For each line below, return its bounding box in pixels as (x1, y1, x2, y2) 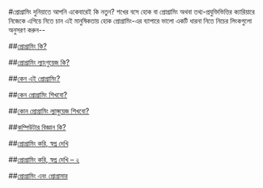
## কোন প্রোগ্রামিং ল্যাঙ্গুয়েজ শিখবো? (8, 106, 90, 116)
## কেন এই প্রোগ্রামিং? (8, 74, 61, 83)
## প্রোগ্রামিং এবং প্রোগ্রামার (8, 171, 68, 181)
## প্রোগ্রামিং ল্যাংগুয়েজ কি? (8, 58, 70, 67)
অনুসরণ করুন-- (8, 25, 46, 35)
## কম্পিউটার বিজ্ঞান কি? (8, 122, 66, 132)
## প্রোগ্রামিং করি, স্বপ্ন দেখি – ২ (8, 155, 80, 164)
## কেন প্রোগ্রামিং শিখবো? (8, 90, 67, 100)
